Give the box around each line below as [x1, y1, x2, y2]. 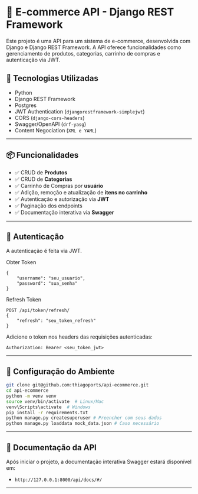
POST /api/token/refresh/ [6, 307, 70, 314]
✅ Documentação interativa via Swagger [14, 209, 114, 216]
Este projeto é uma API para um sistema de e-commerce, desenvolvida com [6, 37, 190, 44]
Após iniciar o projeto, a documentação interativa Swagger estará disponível [6, 458, 192, 465]
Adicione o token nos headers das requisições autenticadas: [6, 333, 153, 340]
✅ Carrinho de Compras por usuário [14, 182, 104, 189]
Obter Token [6, 259, 37, 266]
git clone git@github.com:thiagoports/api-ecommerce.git [6, 382, 149, 388]
